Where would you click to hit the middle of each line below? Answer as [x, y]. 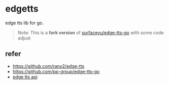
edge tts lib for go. [25, 23]
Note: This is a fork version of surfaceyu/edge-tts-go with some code [91, 32]
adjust [24, 38]
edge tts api [25, 77]
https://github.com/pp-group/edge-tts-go [56, 71]
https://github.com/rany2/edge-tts [48, 66]
